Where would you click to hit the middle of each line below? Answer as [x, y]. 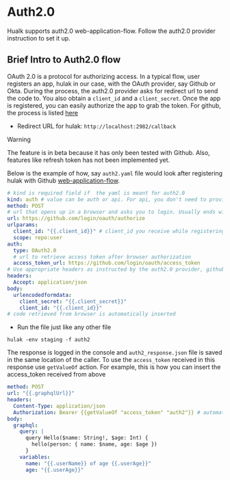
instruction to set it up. [39, 38]
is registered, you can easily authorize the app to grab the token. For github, [114, 105]
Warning [19, 139]
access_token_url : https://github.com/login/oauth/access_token [107, 263]
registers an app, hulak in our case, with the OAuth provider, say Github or [111, 84]
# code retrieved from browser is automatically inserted [91, 314]
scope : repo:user [38, 237]
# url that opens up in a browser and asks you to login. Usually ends [111, 212]
